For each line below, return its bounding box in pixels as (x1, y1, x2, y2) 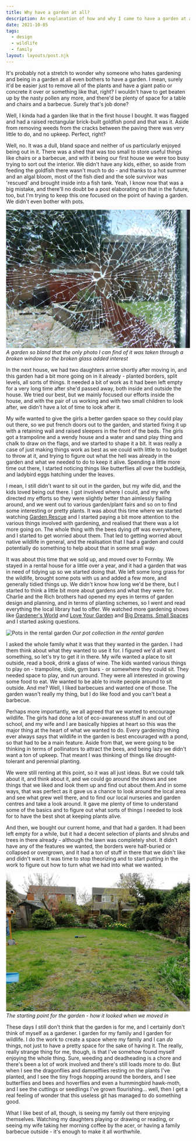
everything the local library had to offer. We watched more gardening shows (6, 605, 189, 612)
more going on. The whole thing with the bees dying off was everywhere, (6, 526, 183, 533)
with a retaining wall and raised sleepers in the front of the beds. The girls (6, 427, 184, 434)
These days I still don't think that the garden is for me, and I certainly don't (6, 1023, 185, 1030)
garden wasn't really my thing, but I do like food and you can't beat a (6, 690, 171, 697)
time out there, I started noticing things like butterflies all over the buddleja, (6, 464, 187, 471)
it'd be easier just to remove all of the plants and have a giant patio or (6, 82, 173, 89)
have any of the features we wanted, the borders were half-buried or (6, 842, 171, 849)
